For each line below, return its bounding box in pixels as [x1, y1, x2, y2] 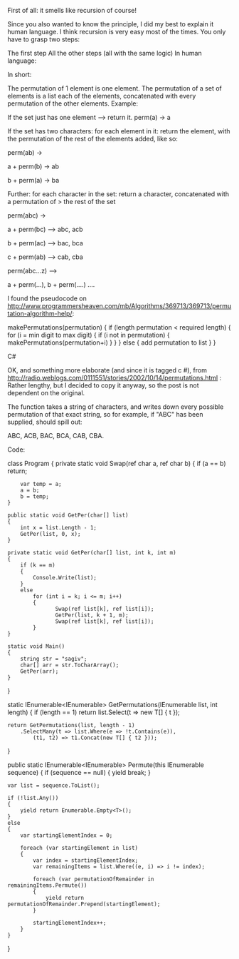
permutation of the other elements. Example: [7, 99, 139, 108]
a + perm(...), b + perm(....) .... [7, 280, 95, 288]
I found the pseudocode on [7, 294, 87, 303]
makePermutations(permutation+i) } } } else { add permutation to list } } [7, 338, 216, 347]
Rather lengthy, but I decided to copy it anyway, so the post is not [7, 381, 199, 390]
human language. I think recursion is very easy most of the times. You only [7, 28, 226, 36]
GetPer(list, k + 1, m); [55, 612, 129, 619]
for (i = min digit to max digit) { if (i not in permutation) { [7, 331, 170, 339]
